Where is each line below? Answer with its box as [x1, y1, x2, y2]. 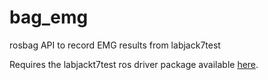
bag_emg [9, 6, 89, 29]
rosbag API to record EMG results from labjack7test [9, 39, 221, 51]
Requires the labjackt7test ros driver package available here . [9, 58, 259, 70]
